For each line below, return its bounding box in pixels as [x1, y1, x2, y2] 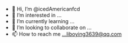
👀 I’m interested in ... [11, 12, 62, 19]
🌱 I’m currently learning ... [11, 18, 75, 24]
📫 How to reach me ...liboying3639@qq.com [11, 31, 122, 37]
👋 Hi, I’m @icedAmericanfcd [11, 6, 81, 12]
